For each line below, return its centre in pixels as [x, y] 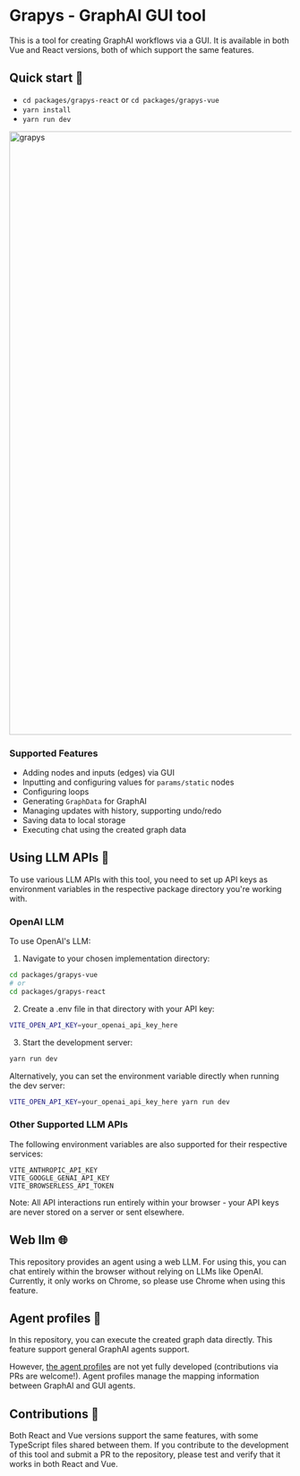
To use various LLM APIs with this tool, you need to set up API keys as [139, 880]
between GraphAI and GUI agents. [73, 1386]
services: [26, 1154]
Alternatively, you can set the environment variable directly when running [144, 1076]
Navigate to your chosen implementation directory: [116, 958]
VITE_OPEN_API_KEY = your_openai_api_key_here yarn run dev [120, 1102]
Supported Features [54, 753]
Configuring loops [56, 792]
